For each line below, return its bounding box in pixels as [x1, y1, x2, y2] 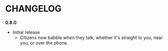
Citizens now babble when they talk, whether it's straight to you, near [19, 34, 163, 40]
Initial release [12, 29, 40, 35]
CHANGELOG [5, 3, 61, 14]
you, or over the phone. [19, 39, 68, 45]
